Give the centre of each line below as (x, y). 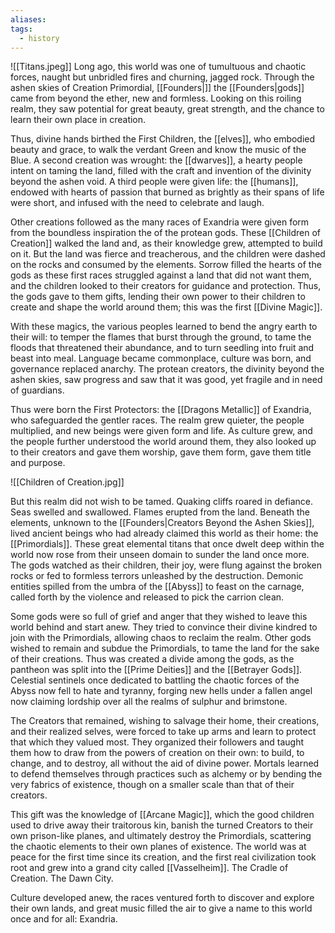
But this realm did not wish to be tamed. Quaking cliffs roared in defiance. (162, 502)
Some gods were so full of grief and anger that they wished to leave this (159, 617)
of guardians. (37, 390)
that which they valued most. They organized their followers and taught (157, 742)
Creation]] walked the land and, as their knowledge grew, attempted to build (166, 243)
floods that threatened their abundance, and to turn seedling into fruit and (162, 348)
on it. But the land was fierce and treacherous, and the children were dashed (168, 254)
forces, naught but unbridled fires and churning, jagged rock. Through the (162, 77)
